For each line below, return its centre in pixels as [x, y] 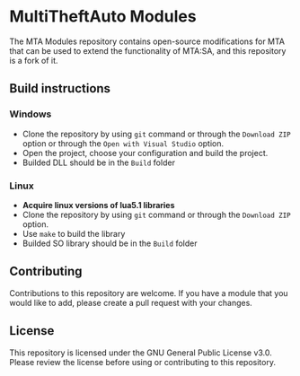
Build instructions [60, 88]
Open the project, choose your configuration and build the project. [145, 153]
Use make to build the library [74, 233]
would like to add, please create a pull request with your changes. [131, 302]
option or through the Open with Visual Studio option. [123, 143]
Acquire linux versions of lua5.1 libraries [98, 205]
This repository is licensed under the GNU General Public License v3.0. [141, 353]
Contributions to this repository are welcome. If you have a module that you [149, 293]
